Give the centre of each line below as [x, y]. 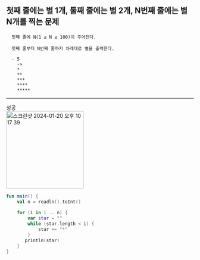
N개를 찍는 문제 [33, 22]
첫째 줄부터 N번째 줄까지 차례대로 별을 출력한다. [63, 48]
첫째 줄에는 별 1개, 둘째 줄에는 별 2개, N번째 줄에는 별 [97, 11]
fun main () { [22, 196]
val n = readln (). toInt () [49, 202]
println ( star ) [42, 240]
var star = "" [45, 218]
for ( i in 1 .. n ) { [42, 213]
